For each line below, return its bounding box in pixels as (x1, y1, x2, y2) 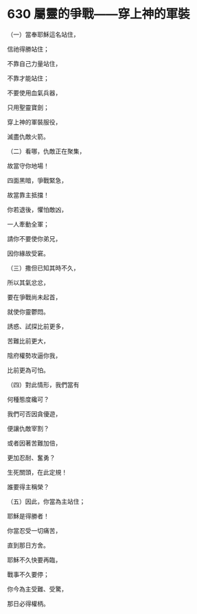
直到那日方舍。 (7, 541, 49, 549)
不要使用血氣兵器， (7, 89, 62, 97)
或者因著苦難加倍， (7, 439, 62, 447)
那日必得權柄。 (7, 599, 49, 608)
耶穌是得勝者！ (7, 512, 49, 520)
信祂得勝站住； (7, 45, 49, 53)
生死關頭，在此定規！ (7, 468, 67, 476)
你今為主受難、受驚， (7, 584, 67, 593)
